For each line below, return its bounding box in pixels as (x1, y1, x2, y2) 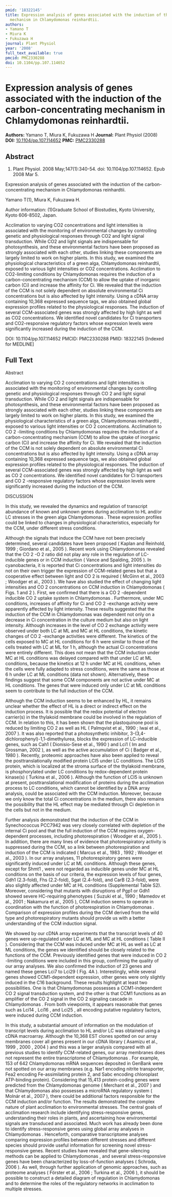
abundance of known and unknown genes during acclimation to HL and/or (5, 508, 162, 515)
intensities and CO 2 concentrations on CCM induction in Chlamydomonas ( (5, 584, 165, 590)
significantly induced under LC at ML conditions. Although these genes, (5, 860, 157, 866)
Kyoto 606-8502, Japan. (5, 212, 57, 218)
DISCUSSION (5, 493, 33, 499)
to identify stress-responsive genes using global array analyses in (5, 1126, 144, 1132)
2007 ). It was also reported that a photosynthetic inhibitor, (5, 730, 129, 736)
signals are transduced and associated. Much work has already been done (5, 1120, 163, 1126)
